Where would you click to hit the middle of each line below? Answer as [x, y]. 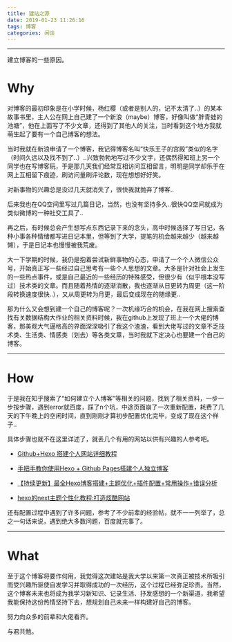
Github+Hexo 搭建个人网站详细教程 [67, 454]
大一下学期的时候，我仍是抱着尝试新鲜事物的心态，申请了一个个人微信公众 [113, 259]
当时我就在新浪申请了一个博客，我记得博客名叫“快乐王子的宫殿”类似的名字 [113, 149]
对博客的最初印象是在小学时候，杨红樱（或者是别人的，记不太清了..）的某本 [115, 109]
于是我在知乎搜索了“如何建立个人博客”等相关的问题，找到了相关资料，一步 [113, 398]
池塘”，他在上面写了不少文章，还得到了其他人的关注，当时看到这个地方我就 [115, 126]
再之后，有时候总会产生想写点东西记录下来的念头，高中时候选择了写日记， [113, 228]
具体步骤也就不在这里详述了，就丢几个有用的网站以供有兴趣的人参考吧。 [110, 439]
